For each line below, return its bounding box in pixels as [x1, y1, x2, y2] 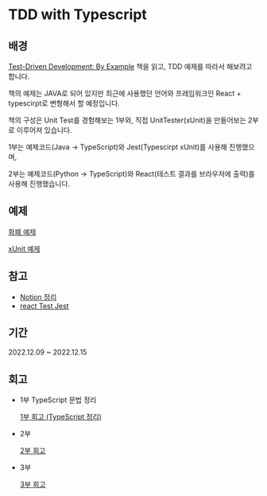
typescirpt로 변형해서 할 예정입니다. [8, 99, 121, 108]
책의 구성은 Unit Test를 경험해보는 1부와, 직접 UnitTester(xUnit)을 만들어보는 [8, 115, 246, 125]
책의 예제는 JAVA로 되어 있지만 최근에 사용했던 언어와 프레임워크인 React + [8, 89, 242, 98]
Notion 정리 [19, 292, 57, 301]
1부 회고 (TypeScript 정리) [19, 412, 102, 422]
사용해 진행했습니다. [8, 179, 70, 188]
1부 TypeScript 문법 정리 [19, 395, 97, 405]
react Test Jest [19, 300, 69, 311]
